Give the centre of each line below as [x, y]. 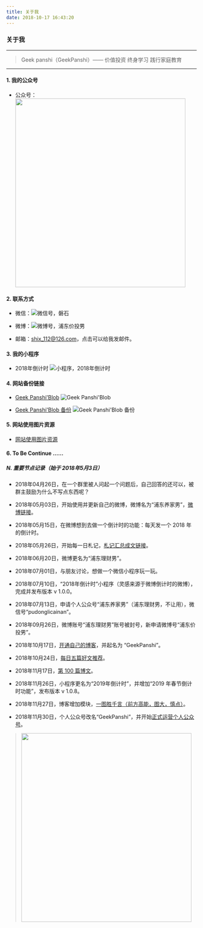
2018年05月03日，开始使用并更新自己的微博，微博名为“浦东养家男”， [101, 504]
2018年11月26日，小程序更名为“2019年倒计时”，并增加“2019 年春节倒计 [104, 684]
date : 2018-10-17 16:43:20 [40, 18]
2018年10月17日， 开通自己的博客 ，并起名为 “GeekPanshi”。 [89, 645]
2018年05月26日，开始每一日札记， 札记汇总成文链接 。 [83, 546]
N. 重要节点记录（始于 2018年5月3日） [54, 468]
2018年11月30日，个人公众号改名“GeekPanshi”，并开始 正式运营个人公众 [105, 717]
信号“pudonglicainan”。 [44, 612]
